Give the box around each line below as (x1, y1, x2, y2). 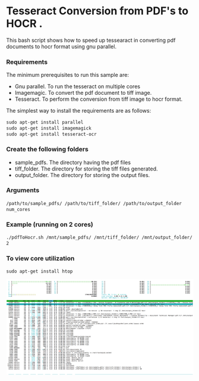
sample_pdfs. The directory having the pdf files (14, 159, 131, 166)
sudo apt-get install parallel (6, 119, 84, 126)
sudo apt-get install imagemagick (6, 125, 92, 132)
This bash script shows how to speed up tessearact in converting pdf (6, 36, 176, 44)
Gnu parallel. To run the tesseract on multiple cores (14, 83, 141, 90)
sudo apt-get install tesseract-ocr (6, 131, 97, 138)
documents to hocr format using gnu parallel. (6, 43, 117, 50)
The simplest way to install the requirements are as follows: (6, 107, 151, 114)
